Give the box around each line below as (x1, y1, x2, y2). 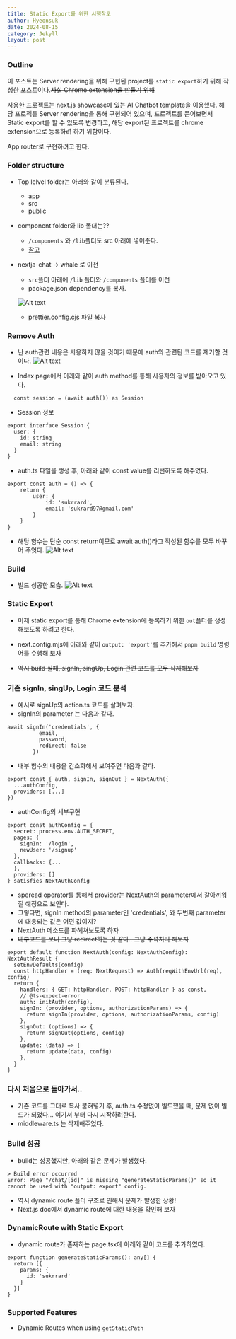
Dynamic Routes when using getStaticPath (17, 1323, 143, 1332)
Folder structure (7, 161, 64, 170)
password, (38, 736, 69, 743)
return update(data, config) (25, 1048, 112, 1055)
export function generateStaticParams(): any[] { (7, 1253, 157, 1261)
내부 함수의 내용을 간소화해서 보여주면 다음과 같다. (17, 761, 155, 770)
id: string (20, 434, 52, 442)
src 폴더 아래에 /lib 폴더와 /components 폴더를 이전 (28, 275, 170, 284)
